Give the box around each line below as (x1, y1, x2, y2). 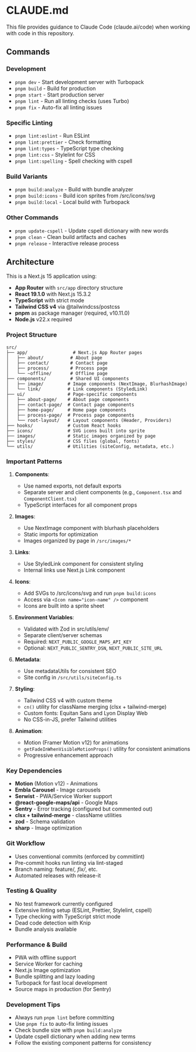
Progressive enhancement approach (23, 752, 113, 759)
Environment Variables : (14, 613, 74, 620)
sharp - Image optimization (14, 824, 82, 831)
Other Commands (6, 213, 59, 222)
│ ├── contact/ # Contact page (6, 360, 108, 366)
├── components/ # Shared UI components (6, 376, 129, 381)
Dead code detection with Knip (14, 919, 91, 926)
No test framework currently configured (14, 900, 113, 907)
